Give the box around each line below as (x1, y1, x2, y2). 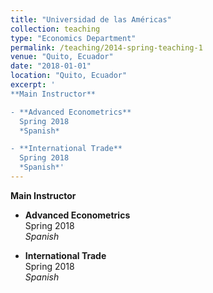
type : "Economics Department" (10, 33, 137, 43)
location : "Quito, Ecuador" (10, 71, 128, 81)
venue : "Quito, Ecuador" (10, 52, 114, 62)
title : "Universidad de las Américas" (10, 14, 172, 25)
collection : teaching (10, 24, 101, 34)
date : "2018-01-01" (10, 61, 92, 71)
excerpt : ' (10, 80, 56, 90)
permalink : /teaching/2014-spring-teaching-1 (10, 42, 203, 53)
